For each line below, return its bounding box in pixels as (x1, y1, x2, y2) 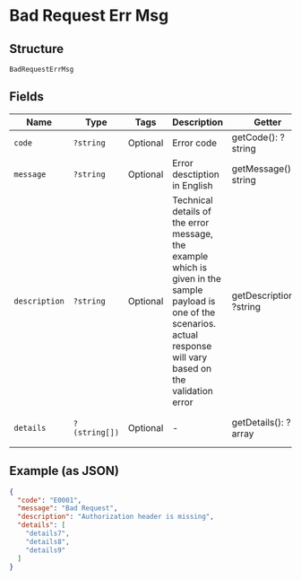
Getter (254, 116, 282, 128)
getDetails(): (231, 416, 284, 428)
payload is (171, 294, 216, 307)
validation (171, 384, 213, 397)
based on (171, 362, 212, 374)
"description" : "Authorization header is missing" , (17, 513, 215, 522)
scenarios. (171, 317, 217, 330)
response (171, 339, 212, 352)
